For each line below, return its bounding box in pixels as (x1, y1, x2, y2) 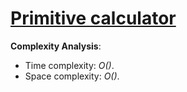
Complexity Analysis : (10, 40, 102, 52)
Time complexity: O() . (24, 59, 115, 71)
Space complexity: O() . (24, 70, 120, 82)
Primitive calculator (10, 7, 177, 30)
